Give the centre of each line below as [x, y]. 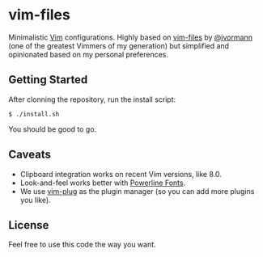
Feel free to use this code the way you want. [82, 245]
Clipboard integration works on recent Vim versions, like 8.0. [121, 174]
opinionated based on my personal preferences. [88, 54]
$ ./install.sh [34, 114]
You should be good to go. [53, 129]
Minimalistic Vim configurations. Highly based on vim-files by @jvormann [131, 37]
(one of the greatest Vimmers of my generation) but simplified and [119, 45]
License [29, 225]
